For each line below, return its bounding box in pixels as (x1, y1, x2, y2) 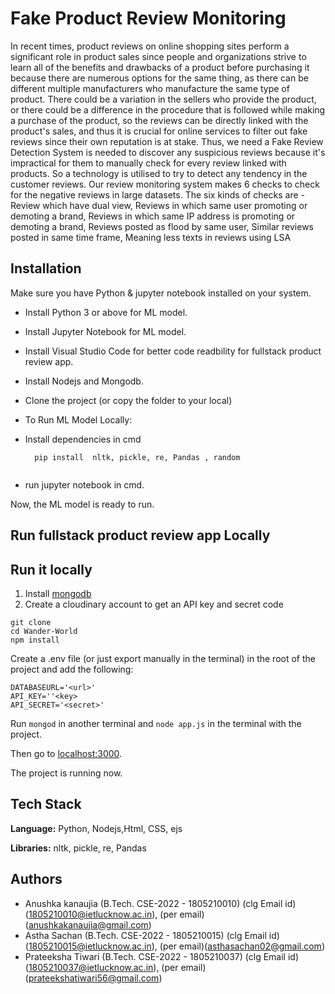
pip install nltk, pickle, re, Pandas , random (34, 452, 241, 462)
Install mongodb (24, 587, 92, 599)
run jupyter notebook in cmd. (24, 478, 145, 491)
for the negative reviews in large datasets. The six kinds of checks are (10, 188, 299, 201)
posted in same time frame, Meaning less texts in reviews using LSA (10, 231, 292, 243)
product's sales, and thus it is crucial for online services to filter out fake (10, 125, 308, 137)
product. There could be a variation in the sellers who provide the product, (10, 93, 317, 105)
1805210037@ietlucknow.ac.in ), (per (28, 961, 179, 973)
